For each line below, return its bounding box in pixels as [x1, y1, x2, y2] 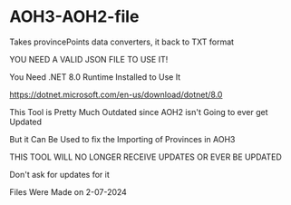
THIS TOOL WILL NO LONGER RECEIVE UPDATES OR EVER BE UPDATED [9, 151, 283, 162]
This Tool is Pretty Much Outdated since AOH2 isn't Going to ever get [9, 106, 268, 117]
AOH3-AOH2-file [9, 6, 140, 27]
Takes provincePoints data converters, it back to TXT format [9, 36, 234, 47]
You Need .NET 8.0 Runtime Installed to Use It [9, 71, 181, 83]
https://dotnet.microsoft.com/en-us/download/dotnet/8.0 [9, 89, 223, 100]
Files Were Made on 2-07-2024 [9, 186, 127, 197]
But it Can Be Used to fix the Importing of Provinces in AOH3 [9, 133, 236, 144]
